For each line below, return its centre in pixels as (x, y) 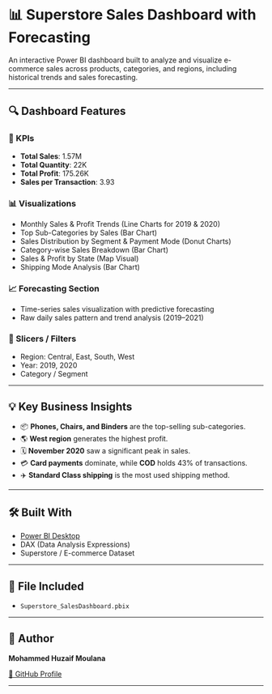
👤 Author (31, 639)
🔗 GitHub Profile (35, 674)
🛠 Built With (40, 512)
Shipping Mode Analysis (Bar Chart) (80, 266)
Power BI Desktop (50, 536)
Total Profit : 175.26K (54, 173)
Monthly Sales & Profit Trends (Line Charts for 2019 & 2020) (120, 224)
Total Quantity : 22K (53, 164)
